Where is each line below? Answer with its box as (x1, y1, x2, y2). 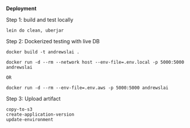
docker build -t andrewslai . (6, 49, 80, 55)
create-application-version (6, 112, 75, 117)
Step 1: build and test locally (6, 16, 74, 23)
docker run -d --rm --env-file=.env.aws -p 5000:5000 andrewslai (6, 85, 168, 91)
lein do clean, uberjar (6, 27, 64, 33)
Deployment (6, 5, 37, 12)
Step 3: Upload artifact (6, 95, 61, 102)
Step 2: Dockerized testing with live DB (6, 38, 100, 44)
